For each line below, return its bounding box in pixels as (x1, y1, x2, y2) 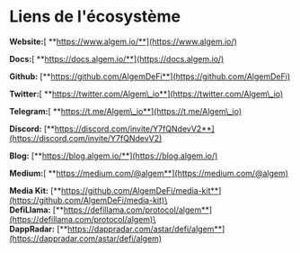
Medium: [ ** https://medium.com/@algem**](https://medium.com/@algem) (9, 167, 289, 178)
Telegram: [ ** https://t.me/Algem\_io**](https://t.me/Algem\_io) (9, 105, 243, 116)
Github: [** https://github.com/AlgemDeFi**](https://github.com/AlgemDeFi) (9, 70, 290, 82)
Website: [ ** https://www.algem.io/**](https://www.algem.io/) (9, 36, 238, 47)
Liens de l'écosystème (9, 6, 181, 27)
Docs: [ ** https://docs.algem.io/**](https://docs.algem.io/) (9, 53, 225, 64)
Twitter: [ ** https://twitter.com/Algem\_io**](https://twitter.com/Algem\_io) (9, 88, 284, 99)
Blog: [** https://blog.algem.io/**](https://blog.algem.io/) (9, 150, 218, 161)
